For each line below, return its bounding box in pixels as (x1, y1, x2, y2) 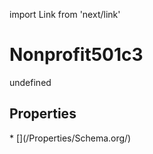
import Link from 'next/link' (9, 9, 121, 20)
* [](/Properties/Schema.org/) (9, 132, 132, 144)
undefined (9, 76, 52, 88)
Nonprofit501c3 (9, 44, 144, 66)
